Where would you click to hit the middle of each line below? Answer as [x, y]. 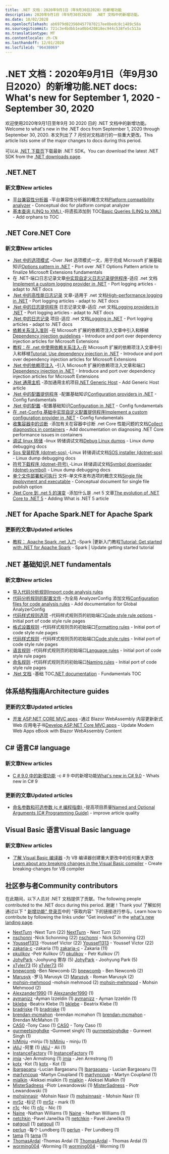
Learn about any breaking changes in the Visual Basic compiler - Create [87, 863]
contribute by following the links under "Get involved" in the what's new [80, 917]
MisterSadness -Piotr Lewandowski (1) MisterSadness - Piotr [76, 1085]
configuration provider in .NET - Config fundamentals [68, 418]
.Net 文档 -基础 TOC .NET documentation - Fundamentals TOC [77, 674]
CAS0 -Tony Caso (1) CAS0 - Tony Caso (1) [57, 1025]
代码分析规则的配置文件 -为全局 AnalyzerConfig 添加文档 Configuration [86, 598]
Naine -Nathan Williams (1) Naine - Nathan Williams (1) [69, 1113]
